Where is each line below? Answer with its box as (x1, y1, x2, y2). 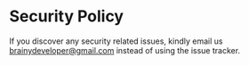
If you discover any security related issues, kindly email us (9, 36, 223, 46)
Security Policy (9, 6, 124, 27)
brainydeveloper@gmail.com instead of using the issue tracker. (9, 45, 241, 55)
